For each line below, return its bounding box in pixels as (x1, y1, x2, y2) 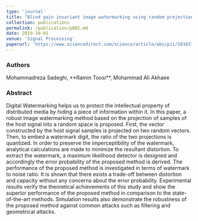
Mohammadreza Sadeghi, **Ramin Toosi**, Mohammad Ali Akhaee (6, 74, 170, 81)
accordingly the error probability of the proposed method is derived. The (6, 158, 183, 165)
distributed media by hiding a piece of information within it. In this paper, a (6, 108, 187, 115)
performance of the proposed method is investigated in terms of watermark (6, 165, 190, 172)
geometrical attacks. (6, 208, 56, 215)
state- (172, 189, 187, 197)
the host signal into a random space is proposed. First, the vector (6, 121, 164, 128)
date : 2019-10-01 (6, 31, 49, 36)
